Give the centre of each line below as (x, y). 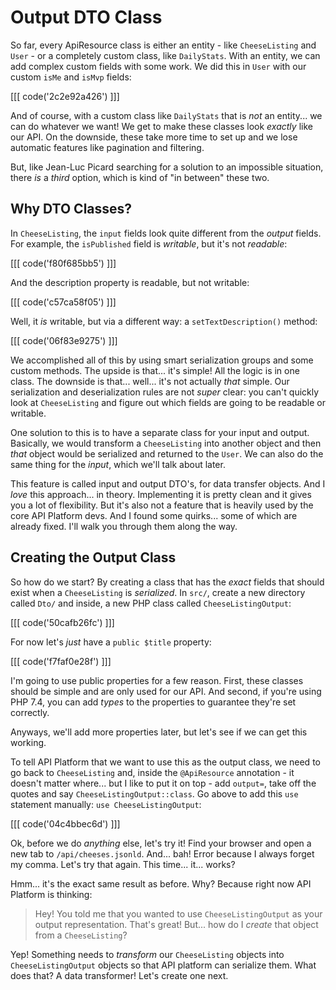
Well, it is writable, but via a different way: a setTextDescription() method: (164, 321)
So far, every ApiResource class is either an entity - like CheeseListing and (163, 45)
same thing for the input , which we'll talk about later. (118, 464)
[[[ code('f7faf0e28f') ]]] (61, 661)
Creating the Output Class (93, 557)
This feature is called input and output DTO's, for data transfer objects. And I (168, 483)
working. (28, 742)
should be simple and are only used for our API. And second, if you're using (166, 691)
